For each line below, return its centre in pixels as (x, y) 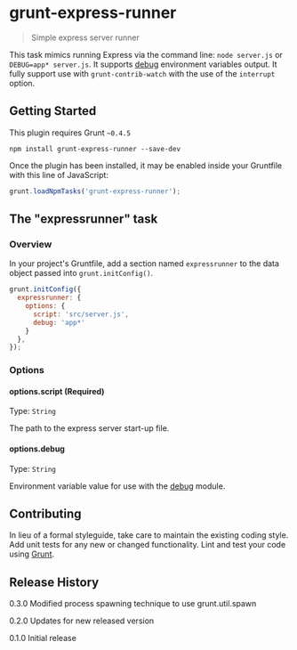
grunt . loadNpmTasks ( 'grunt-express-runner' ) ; (95, 191)
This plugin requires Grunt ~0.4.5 (70, 133)
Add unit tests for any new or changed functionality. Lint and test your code (148, 545)
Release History (54, 582)
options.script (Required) (57, 391)
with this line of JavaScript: (59, 175)
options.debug (37, 449)
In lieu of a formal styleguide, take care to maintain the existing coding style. (149, 535)
